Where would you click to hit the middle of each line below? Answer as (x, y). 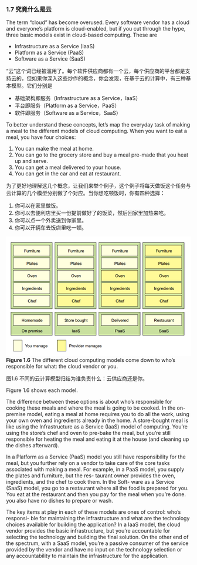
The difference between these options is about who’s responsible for (89, 402)
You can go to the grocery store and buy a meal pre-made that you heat (101, 155)
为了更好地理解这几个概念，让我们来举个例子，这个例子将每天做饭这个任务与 (98, 186)
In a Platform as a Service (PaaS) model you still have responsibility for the (96, 457)
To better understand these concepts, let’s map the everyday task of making (98, 125)
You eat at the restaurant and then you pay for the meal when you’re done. (96, 494)
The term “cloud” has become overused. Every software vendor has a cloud (98, 22)
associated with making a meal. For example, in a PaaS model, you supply (95, 470)
